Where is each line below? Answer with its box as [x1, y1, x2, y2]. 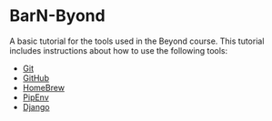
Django [22, 101, 50, 112]
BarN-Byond [9, 5, 106, 26]
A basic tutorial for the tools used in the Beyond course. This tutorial [9, 35, 265, 46]
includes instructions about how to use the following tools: [9, 45, 228, 55]
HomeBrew [22, 82, 65, 93]
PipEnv [22, 92, 50, 103]
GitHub [22, 72, 50, 83]
